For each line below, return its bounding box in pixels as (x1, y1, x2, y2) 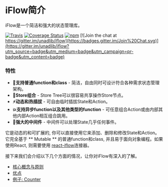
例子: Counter (12, 176, 41, 182)
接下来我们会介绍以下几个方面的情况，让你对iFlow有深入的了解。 (5, 153, 140, 159)
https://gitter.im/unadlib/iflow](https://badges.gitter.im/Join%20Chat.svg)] (5, 37, 159, 43)
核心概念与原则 (12, 164, 44, 170)
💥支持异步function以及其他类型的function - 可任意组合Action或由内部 (12, 106, 159, 112)
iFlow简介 (5, 5, 46, 16)
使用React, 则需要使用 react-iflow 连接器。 (5, 142, 92, 149)
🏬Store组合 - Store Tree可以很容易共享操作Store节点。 (12, 92, 126, 98)
